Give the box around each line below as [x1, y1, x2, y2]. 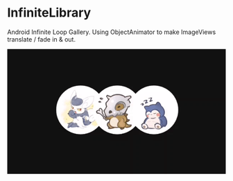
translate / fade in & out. [7, 35, 76, 43]
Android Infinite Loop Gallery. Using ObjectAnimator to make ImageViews [7, 28, 216, 36]
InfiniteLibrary [7, 5, 92, 21]
